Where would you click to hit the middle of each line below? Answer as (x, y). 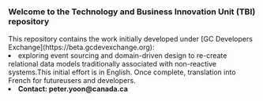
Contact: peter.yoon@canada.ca (73, 88)
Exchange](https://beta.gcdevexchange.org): (81, 47)
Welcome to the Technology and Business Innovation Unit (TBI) (132, 12)
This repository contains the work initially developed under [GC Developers (130, 38)
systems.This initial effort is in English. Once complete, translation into (122, 72)
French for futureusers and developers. (72, 80)
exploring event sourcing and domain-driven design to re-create (123, 55)
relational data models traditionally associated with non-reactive (113, 63)
